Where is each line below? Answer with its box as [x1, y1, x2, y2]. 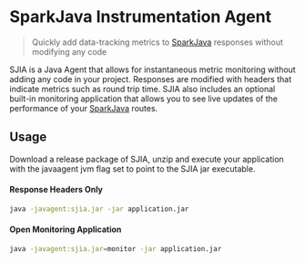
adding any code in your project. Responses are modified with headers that [9, 73, 292, 84]
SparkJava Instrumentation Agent [9, 6, 271, 27]
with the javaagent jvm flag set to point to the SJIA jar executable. [9, 163, 256, 174]
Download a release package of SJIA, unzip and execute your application [9, 153, 284, 164]
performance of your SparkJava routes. [9, 102, 158, 113]
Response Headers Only [9, 184, 103, 195]
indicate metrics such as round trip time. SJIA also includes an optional [9, 83, 276, 94]
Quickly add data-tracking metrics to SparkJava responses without [31, 37, 284, 47]
